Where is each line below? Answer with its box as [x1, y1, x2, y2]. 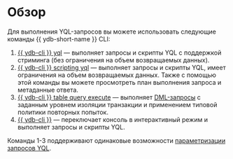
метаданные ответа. [17, 85, 79, 94]
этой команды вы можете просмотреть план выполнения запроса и [17, 78, 222, 86]
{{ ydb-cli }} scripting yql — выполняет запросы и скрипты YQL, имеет [17, 63, 226, 71]
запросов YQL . [7, 144, 51, 152]
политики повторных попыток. [17, 108, 108, 116]
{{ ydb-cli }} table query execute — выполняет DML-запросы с [17, 92, 202, 102]
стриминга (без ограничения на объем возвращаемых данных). [17, 55, 210, 64]
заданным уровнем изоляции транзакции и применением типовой [17, 100, 218, 109]
